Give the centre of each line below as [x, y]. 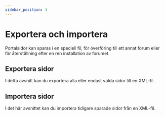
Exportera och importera [57, 34]
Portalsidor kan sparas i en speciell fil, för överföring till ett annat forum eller [82, 48]
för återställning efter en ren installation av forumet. [57, 53]
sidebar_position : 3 [26, 10]
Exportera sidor [30, 69]
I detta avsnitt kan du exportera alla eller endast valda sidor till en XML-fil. [80, 81]
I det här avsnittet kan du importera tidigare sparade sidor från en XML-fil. [80, 108]
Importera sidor [30, 96]
